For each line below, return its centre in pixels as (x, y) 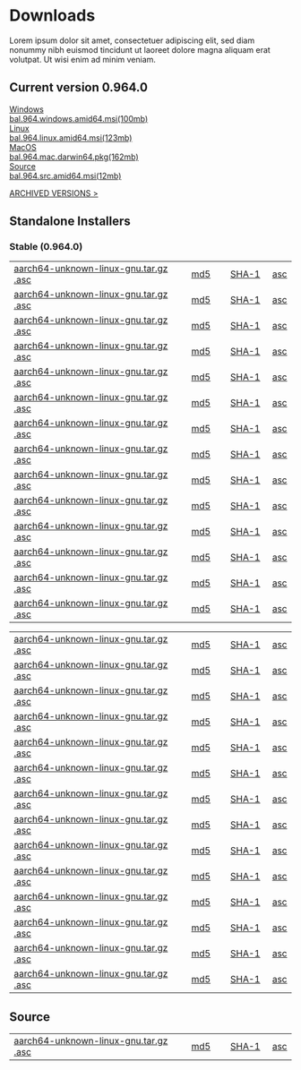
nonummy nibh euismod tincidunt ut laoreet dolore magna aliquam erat (140, 49)
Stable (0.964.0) (46, 247)
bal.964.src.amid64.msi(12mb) (65, 175)
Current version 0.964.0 (78, 87)
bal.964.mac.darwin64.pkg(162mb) (74, 157)
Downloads (52, 16)
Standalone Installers (70, 222)
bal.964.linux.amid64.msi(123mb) (71, 137)
